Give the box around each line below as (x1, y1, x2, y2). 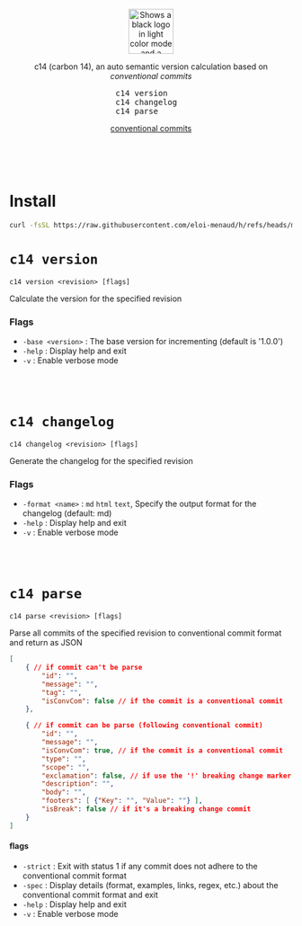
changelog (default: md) (22, 508, 112, 519)
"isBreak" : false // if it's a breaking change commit (41, 805, 252, 814)
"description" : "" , (41, 779, 115, 788)
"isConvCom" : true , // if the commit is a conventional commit (41, 745, 284, 755)
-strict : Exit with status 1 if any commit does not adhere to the (22, 860, 258, 871)
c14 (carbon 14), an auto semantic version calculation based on (34, 61, 268, 72)
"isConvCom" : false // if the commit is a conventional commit (41, 696, 283, 706)
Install (9, 191, 57, 211)
